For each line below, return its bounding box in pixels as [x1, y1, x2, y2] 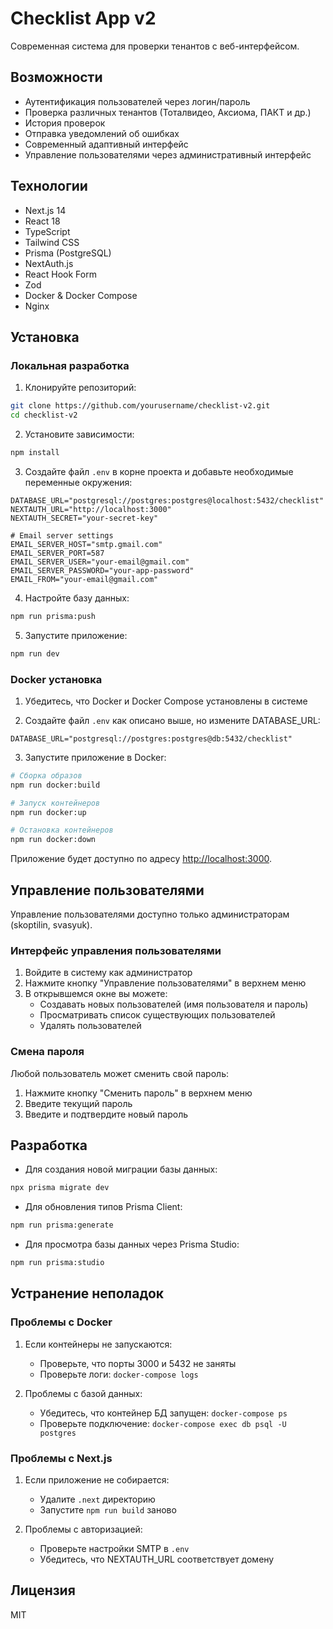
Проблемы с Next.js [10, 1451, 113, 1465]
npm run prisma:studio [10, 1258, 105, 1268]
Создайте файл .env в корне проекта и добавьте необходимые [24, 465, 294, 477]
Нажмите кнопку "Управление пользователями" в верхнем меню [24, 977, 307, 989]
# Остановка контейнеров [10, 825, 114, 836]
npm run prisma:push [10, 611, 97, 621]
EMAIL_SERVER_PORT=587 [10, 548, 105, 558]
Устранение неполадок [10, 1285, 165, 1302]
